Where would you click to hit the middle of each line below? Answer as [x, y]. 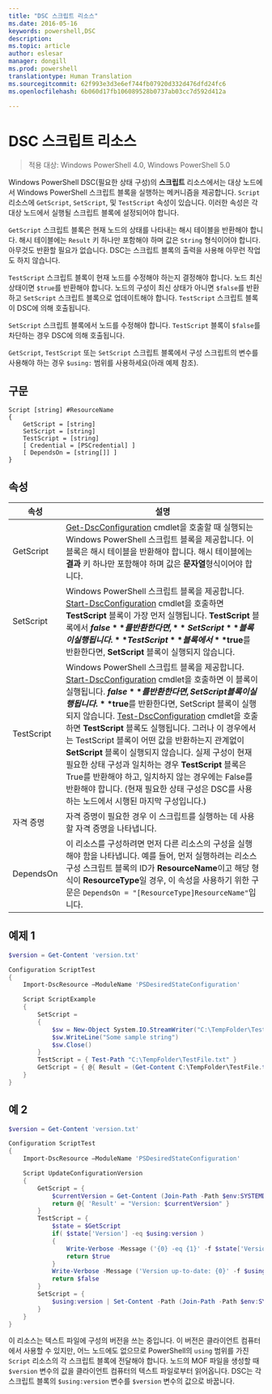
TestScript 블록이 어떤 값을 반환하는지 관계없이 [160, 740]
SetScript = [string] [59, 432]
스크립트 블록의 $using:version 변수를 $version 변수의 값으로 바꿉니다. [121, 1381]
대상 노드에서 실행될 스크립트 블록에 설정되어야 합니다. [94, 213]
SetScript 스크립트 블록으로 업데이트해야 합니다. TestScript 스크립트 [133, 298]
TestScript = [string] [61, 439]
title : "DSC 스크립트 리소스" [53, 16]
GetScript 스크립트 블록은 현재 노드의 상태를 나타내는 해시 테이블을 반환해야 [128, 230]
